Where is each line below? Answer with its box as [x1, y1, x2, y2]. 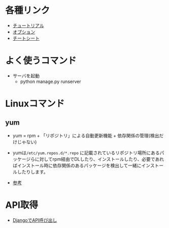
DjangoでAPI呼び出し [12, 217, 57, 223]
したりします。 [17, 168, 48, 175]
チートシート [12, 35, 40, 41]
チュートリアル [12, 22, 44, 28]
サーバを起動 [12, 72, 40, 79]
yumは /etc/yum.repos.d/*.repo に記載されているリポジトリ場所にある [12, 150, 160, 156]
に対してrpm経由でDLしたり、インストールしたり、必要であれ [35, 156, 164, 162]
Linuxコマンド [5, 98, 65, 109]
